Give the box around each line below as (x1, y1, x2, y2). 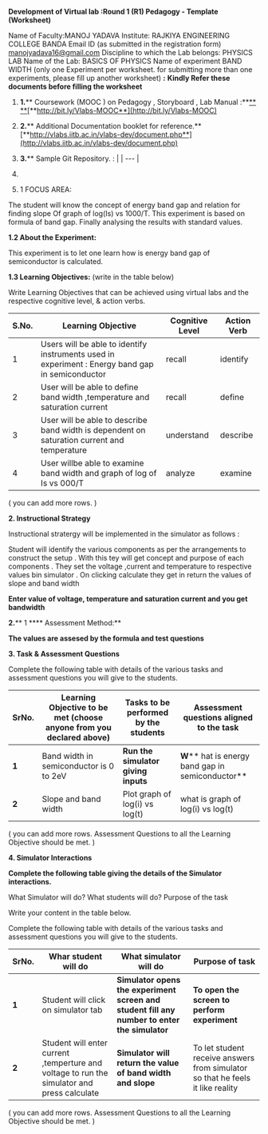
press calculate (41, 1088, 100, 1098)
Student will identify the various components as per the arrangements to (8, 545, 246, 554)
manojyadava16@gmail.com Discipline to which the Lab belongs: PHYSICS (8, 48, 254, 57)
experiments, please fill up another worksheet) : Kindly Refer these (8, 74, 231, 82)
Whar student (49, 951, 102, 962)
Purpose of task (193, 956, 255, 967)
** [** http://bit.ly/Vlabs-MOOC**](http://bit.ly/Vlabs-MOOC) (19, 106, 218, 115)
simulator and (41, 1077, 93, 1088)
